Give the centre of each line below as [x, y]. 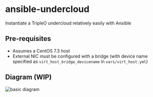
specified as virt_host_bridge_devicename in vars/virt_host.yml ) [80, 61]
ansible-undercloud [47, 9]
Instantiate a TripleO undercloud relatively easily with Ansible [68, 23]
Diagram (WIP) [29, 77]
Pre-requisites [28, 39]
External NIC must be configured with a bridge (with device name [80, 56]
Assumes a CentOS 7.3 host [41, 50]
